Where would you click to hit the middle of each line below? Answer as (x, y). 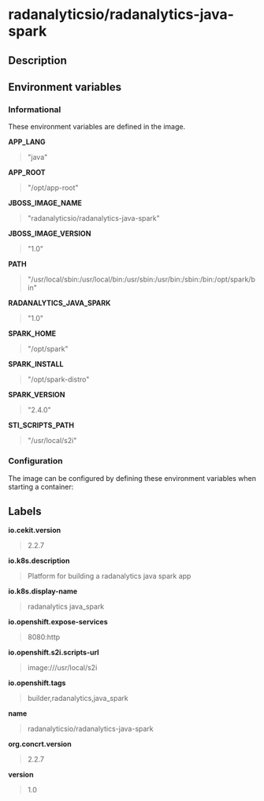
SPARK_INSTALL (36, 364)
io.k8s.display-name (43, 591)
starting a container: (41, 486)
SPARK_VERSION (37, 395)
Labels (25, 511)
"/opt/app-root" (53, 188)
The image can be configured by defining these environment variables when (132, 478)
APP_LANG (27, 142)
